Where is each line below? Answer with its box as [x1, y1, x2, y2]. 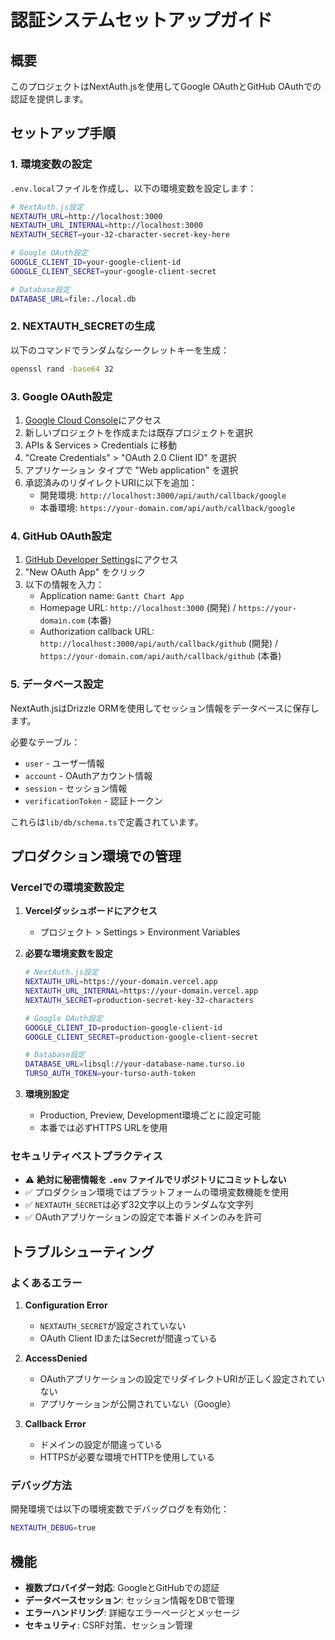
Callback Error [24, 1418, 87, 1430]
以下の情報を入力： [24, 579, 105, 591]
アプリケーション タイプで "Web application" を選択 [24, 464, 239, 476]
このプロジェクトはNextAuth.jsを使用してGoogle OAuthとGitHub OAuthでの [10, 81, 322, 92]
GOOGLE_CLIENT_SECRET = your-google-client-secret [10, 266, 217, 276]
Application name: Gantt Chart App [39, 590, 185, 602]
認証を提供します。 [10, 93, 89, 105]
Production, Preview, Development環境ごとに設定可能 [39, 1109, 262, 1121]
